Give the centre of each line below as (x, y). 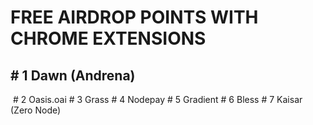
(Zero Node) (36, 110)
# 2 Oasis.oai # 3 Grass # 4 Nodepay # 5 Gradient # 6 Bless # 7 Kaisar (157, 99)
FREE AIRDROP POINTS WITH (134, 17)
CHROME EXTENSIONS (108, 38)
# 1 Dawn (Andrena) (73, 75)
